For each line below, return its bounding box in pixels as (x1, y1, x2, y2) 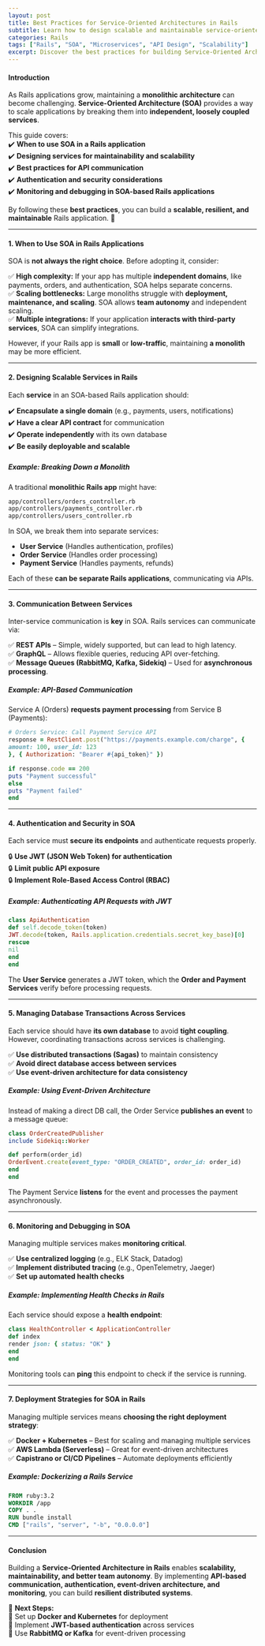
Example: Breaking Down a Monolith (8, 462, 130, 472)
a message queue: (8, 1114, 69, 1124)
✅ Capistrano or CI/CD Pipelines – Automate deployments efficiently (8, 1453, 233, 1463)
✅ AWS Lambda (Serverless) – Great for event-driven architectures (8, 1444, 229, 1454)
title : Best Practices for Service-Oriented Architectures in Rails (8, 19, 238, 27)
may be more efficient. (8, 347, 81, 356)
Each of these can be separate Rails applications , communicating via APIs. (8, 573, 254, 584)
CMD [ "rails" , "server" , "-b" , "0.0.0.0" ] (8, 1521, 150, 1529)
